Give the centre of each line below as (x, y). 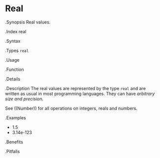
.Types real (17, 50)
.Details (13, 79)
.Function (15, 69)
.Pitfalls (13, 151)
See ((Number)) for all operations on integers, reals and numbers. (71, 108)
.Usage (12, 60)
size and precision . (24, 99)
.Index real (16, 31)
